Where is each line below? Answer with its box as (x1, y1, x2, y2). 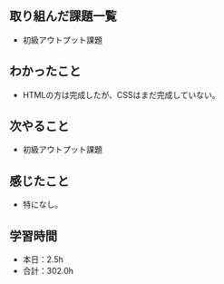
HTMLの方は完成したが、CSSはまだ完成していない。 (22, 89, 220, 100)
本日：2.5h (22, 254, 63, 265)
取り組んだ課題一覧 (9, 8, 117, 24)
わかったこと (9, 64, 82, 79)
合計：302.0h (22, 266, 74, 277)
